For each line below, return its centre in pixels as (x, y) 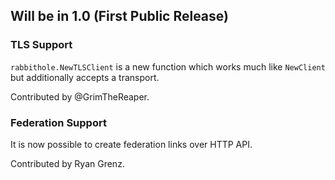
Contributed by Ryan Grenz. (67, 163)
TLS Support (41, 45)
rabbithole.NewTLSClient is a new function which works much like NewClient (168, 66)
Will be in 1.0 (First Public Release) (119, 16)
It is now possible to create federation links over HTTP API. (131, 144)
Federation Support (58, 122)
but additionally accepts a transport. (85, 77)
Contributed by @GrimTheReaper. (80, 96)
